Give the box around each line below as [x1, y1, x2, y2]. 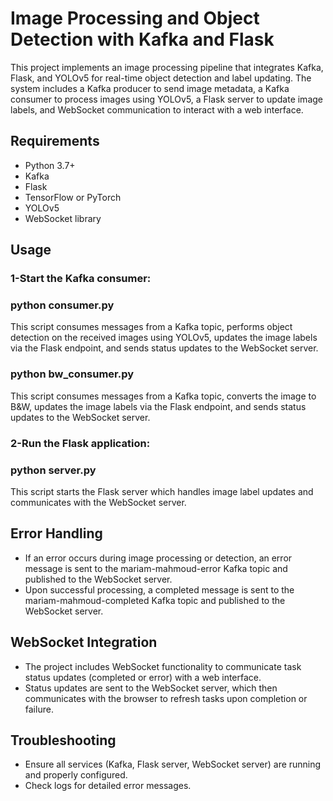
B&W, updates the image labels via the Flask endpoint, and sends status [10, 400, 307, 412]
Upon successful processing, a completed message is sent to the [24, 583, 295, 596]
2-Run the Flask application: [10, 436, 151, 450]
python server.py [10, 463, 97, 477]
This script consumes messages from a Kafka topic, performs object [10, 321, 293, 333]
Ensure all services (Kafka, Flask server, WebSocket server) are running [24, 758, 322, 771]
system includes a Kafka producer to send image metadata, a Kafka [10, 82, 290, 94]
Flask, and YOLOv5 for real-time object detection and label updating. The [10, 72, 312, 84]
